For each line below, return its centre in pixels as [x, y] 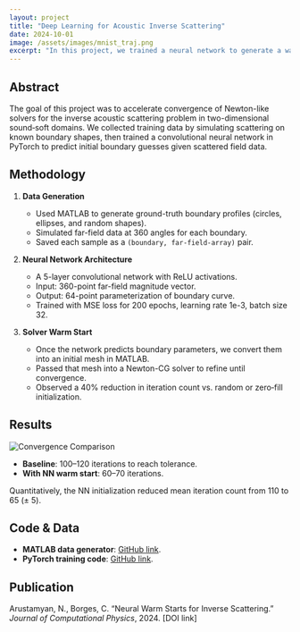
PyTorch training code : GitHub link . [87, 559]
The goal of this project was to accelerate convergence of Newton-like [139, 108]
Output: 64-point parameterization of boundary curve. [135, 295]
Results [31, 425]
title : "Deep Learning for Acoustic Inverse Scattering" [117, 26]
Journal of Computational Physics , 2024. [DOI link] [104, 619]
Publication [42, 587]
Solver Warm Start [57, 332]
